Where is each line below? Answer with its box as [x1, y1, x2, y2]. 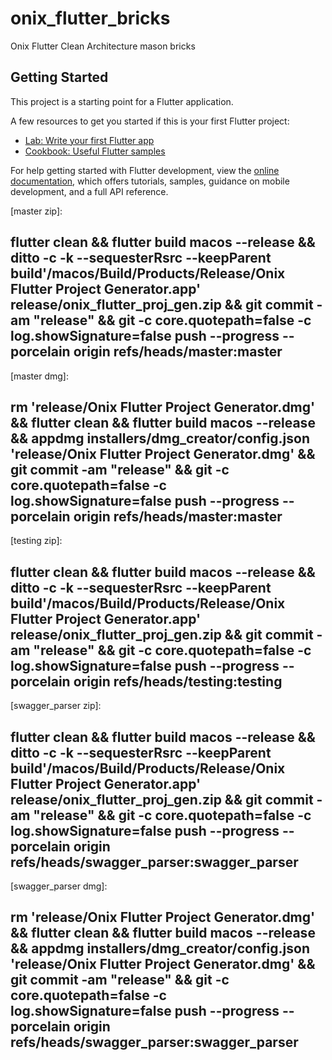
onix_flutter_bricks [10, 7, 171, 30]
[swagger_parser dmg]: [10, 880, 108, 892]
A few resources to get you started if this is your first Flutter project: [10, 115, 290, 127]
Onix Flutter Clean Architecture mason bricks [10, 40, 196, 52]
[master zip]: [10, 205, 63, 217]
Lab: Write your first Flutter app [24, 134, 155, 146]
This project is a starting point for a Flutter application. [10, 95, 234, 107]
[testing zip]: [10, 535, 63, 547]
